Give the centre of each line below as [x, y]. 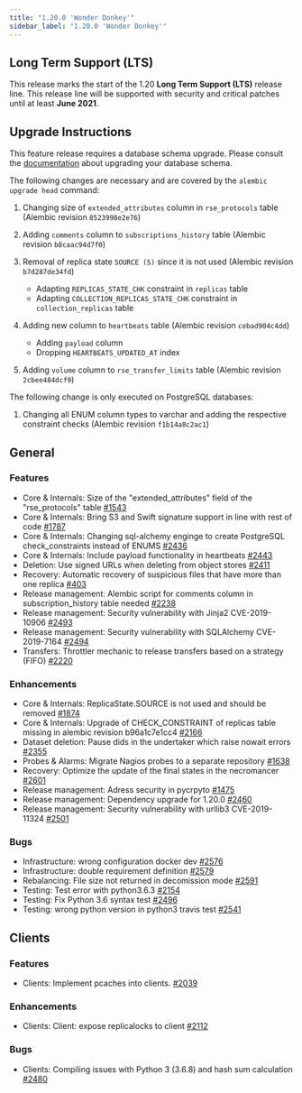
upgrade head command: [55, 190]
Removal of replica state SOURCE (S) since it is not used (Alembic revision [158, 262]
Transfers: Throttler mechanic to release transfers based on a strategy [153, 651]
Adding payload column [79, 343]
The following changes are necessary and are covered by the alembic [138, 180]
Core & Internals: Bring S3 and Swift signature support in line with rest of [157, 517]
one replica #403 [55, 583]
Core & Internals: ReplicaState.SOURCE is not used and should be [144, 703]
